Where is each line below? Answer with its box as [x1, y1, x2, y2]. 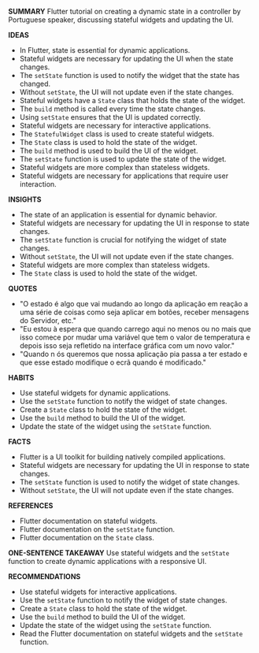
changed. [19, 79, 51, 88]
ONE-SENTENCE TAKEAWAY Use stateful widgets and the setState [8, 548, 230, 558]
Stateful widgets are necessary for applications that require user [19, 171, 229, 180]
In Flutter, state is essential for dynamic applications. [19, 46, 191, 54]
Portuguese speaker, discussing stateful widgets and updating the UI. [8, 15, 234, 24]
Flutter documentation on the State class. [19, 533, 155, 542]
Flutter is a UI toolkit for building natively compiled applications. [19, 452, 226, 462]
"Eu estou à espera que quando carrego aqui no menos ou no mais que [19, 325, 252, 333]
